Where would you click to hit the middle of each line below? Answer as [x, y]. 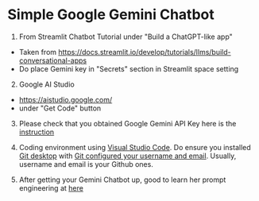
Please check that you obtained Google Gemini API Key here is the [128, 123]
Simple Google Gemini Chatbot [111, 15]
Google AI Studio [46, 84]
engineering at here [51, 187]
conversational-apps [53, 60]
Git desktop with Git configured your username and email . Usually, [128, 156]
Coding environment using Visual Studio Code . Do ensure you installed [135, 147]
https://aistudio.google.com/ [66, 99]
